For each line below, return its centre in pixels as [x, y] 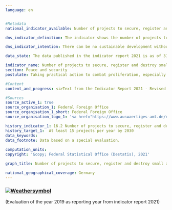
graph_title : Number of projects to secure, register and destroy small [84, 164]
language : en [19, 10]
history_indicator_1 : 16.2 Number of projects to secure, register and [83, 126]
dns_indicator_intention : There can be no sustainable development [79, 47]
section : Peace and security [36, 70]
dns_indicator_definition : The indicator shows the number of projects [83, 38]
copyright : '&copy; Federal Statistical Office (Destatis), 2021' [78, 154]
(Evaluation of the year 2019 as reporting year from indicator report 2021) [83, 201]
